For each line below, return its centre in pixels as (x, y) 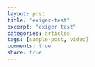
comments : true (29, 46)
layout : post (26, 14)
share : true (24, 53)
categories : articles (39, 33)
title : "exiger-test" (39, 20)
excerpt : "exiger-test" (42, 27)
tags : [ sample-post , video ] (48, 40)
